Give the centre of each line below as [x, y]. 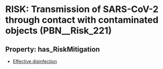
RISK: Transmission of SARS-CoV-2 [82, 9]
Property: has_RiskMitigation [53, 49]
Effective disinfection [35, 61]
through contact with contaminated [82, 20]
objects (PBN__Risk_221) [59, 31]
